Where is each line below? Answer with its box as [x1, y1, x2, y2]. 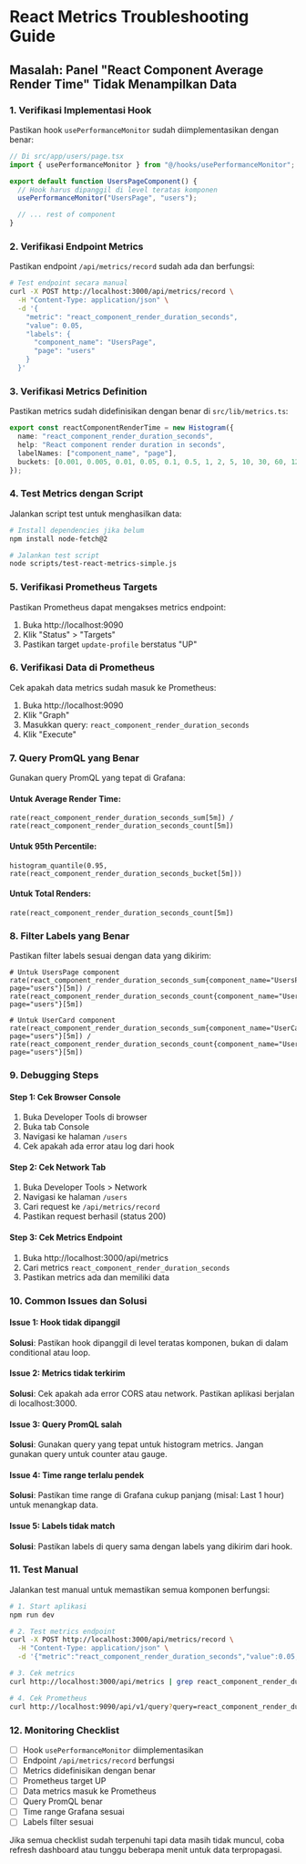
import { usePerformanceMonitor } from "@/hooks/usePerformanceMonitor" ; [9, 160, 296, 170]
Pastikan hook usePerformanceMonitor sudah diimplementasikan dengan [9, 124, 280, 135]
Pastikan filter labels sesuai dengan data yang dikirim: [9, 951, 212, 962]
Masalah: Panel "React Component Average [9, 62, 264, 78]
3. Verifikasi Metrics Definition [9, 385, 148, 398]
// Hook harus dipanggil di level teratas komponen [17, 185, 219, 194]
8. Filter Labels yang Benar [9, 929, 130, 942]
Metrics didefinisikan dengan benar [22, 1765, 157, 1775]
